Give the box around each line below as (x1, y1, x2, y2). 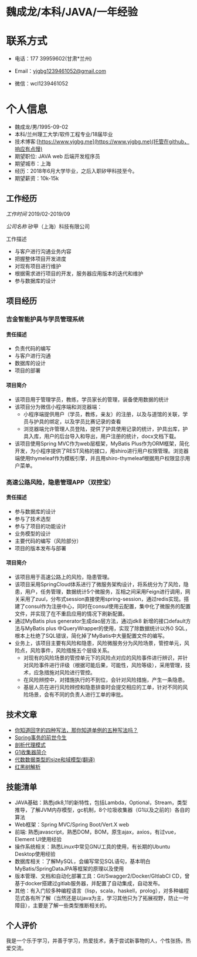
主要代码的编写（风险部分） (14, 537, 82, 544)
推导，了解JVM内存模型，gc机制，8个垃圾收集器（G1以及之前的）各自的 (14, 806, 191, 813)
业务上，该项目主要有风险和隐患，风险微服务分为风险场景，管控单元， (14, 639, 185, 647)
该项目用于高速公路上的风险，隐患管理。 (14, 573, 113, 580)
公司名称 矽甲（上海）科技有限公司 (6, 223, 90, 230)
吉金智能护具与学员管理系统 (6, 315, 84, 323)
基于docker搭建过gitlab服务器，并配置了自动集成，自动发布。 (14, 879, 163, 886)
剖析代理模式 (14, 741, 46, 748)
